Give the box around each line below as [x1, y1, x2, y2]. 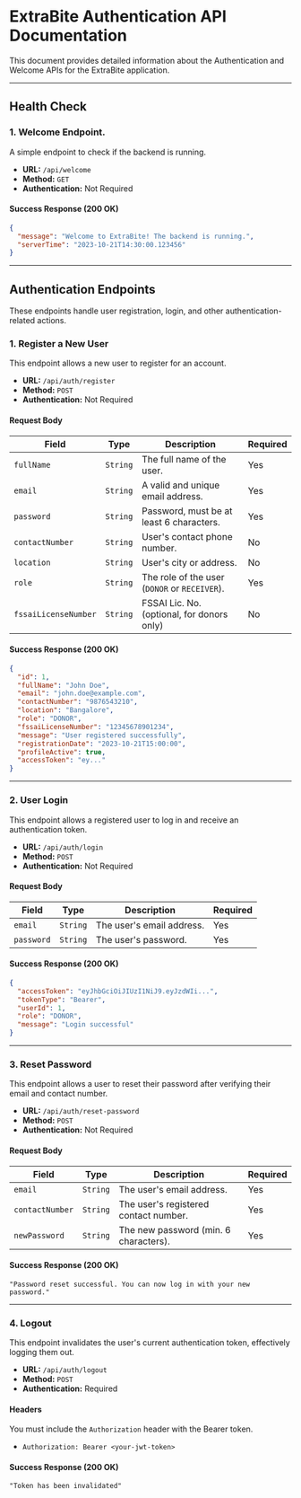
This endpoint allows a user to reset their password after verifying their [9, 1079, 271, 1089]
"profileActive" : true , [17, 747, 106, 756]
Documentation [9, 25, 128, 46]
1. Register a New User [9, 338, 109, 350]
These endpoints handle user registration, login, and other [9, 305, 224, 316]
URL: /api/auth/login [21, 842, 104, 852]
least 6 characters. [142, 515, 221, 528]
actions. [37, 315, 67, 326]
